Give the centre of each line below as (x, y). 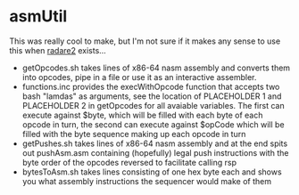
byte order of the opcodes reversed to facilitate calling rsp (129, 162)
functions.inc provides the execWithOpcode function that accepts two (151, 86)
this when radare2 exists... (58, 50)
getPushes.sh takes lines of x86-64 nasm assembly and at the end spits (155, 143)
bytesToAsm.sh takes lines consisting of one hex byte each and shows (152, 172)
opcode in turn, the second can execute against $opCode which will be (153, 124)
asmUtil (38, 16)
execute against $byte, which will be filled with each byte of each (142, 115)
